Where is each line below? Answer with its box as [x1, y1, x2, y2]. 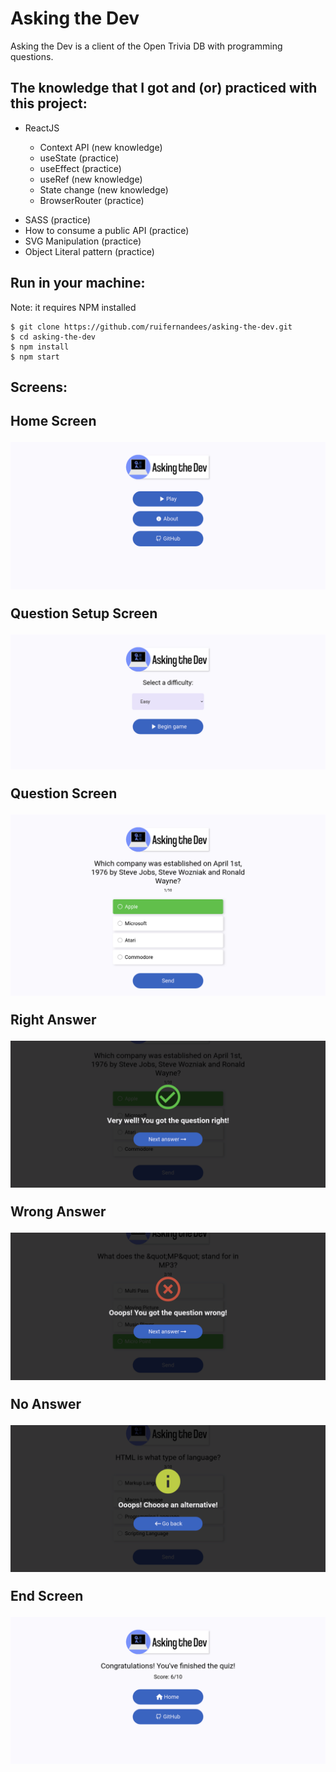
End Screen [10, 1587, 84, 1604]
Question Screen [10, 785, 118, 802]
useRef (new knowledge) [39, 173, 143, 185]
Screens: [10, 378, 68, 396]
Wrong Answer [10, 1203, 107, 1221]
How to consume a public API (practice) [24, 224, 190, 236]
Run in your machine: [10, 275, 146, 292]
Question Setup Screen [10, 605, 158, 622]
